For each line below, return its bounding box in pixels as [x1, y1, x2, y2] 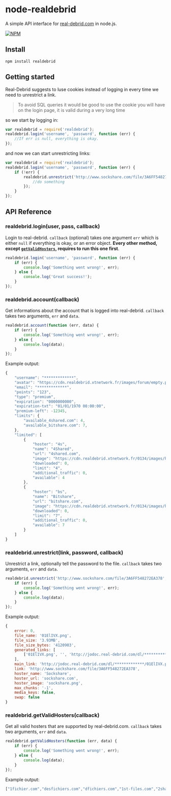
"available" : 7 [32, 522, 65, 528]
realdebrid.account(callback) [5, 295, 80, 303]
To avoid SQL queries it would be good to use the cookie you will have [17, 101, 165, 108]
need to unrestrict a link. [5, 92, 56, 98]
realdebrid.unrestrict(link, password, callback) [5, 549, 124, 556]
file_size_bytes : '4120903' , [14, 643, 76, 648]
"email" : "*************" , [14, 384, 72, 390]
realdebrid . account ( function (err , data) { [5, 323, 99, 328]
